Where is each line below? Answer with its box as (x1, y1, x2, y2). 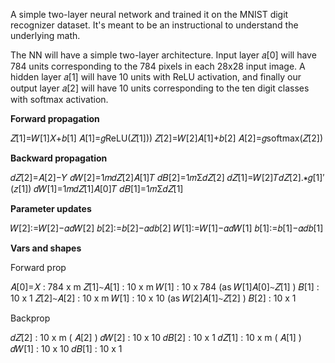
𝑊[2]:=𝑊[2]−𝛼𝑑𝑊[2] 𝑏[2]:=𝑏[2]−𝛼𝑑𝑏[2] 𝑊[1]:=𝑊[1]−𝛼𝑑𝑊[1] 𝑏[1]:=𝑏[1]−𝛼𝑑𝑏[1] (10, 222, 324, 234)
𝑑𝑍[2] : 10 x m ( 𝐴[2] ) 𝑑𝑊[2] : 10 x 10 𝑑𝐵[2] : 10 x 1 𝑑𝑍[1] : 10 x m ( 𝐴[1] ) (10, 332, 302, 343)
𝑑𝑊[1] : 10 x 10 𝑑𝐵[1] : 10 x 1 (10, 343, 123, 354)
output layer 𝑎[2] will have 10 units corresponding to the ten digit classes (10, 82, 310, 94)
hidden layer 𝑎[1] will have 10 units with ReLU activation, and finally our (10, 71, 302, 83)
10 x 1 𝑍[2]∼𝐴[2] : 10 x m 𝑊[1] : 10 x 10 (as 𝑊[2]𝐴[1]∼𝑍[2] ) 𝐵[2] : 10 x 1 (10, 292, 297, 304)
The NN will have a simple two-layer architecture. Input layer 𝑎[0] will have (10, 49, 317, 61)
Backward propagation (10, 152, 108, 164)
